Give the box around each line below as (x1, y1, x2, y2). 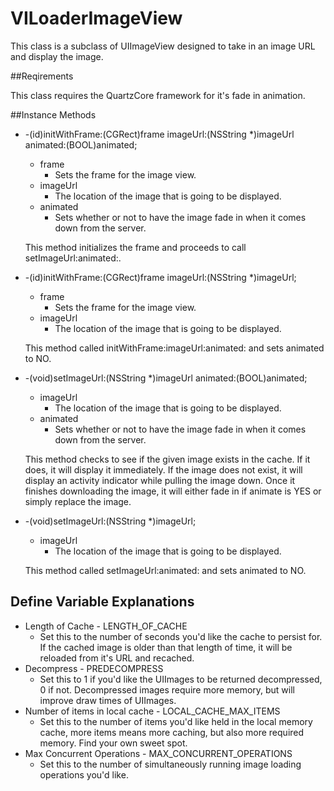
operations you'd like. (39, 768, 129, 781)
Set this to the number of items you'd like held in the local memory (39, 715, 313, 727)
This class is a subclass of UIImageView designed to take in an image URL (10, 40, 316, 52)
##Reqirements (10, 70, 74, 82)
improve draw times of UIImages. (39, 694, 177, 706)
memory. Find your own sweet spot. (39, 737, 188, 749)
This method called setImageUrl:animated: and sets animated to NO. (24, 564, 307, 576)
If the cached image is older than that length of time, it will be (39, 641, 293, 653)
